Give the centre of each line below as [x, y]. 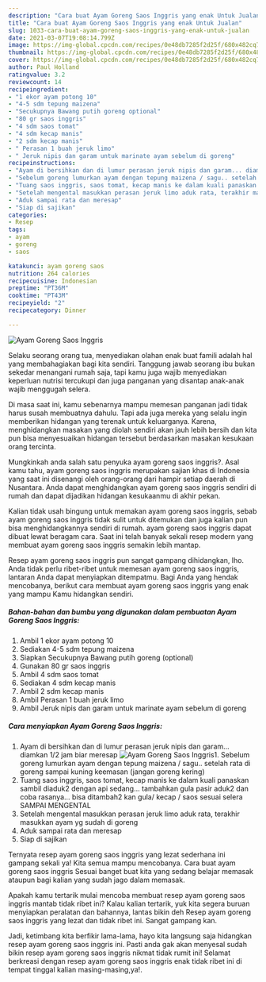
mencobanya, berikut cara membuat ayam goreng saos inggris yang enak [129, 585]
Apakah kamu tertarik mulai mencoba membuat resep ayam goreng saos [127, 895]
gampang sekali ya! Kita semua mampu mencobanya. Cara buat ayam [122, 863]
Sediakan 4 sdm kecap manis [68, 683]
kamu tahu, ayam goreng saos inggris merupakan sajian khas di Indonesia [129, 470]
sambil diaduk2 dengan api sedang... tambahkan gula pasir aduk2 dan [134, 788]
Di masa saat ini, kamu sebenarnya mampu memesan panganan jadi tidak [128, 404]
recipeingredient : [38, 89]
